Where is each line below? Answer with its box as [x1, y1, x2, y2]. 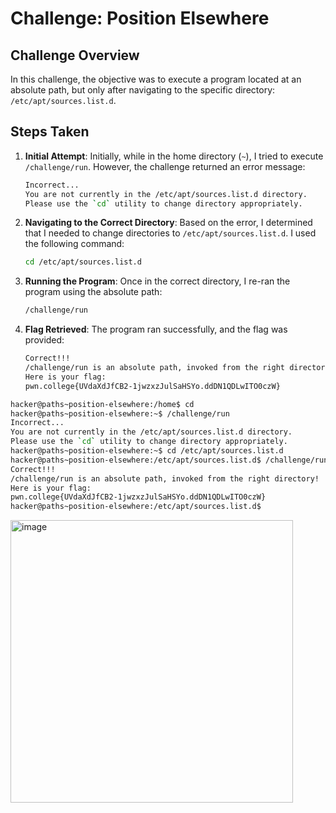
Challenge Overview [10, 47, 140, 64]
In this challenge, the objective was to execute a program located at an [10, 73, 302, 85]
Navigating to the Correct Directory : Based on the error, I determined [24, 217, 313, 229]
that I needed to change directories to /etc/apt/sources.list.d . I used [24, 227, 317, 239]
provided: [24, 334, 65, 346]
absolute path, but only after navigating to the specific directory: [10, 84, 276, 96]
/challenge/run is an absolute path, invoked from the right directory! [10, 473, 320, 484]
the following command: [24, 238, 125, 250]
